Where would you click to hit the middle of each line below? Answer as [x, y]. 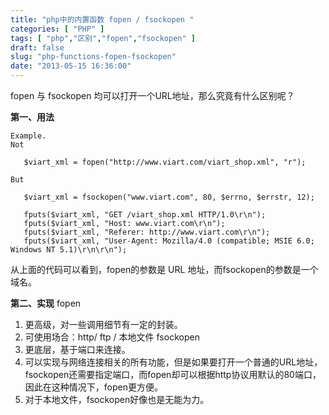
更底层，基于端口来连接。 [77, 349]
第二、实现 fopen [46, 303]
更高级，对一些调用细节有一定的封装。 [103, 324]
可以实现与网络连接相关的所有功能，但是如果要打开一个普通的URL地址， [173, 362]
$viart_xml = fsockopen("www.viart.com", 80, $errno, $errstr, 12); [169, 197]
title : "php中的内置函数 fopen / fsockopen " [102, 19]
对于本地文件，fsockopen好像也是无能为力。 [117, 399]
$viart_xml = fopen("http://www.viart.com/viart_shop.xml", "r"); [165, 162]
